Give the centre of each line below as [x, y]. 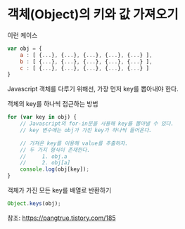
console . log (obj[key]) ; [55, 169]
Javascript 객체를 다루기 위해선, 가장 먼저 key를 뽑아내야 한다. [93, 89]
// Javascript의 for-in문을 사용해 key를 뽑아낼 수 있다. [97, 124]
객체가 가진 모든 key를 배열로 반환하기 [59, 190]
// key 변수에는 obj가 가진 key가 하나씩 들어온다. [86, 131]
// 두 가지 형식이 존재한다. [55, 150]
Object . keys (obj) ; [34, 204]
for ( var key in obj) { [42, 117]
